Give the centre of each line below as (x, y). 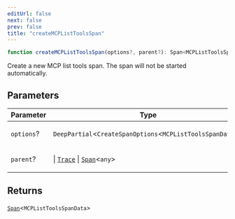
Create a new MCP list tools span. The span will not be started (97, 66)
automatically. (27, 73)
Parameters (33, 95)
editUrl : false (29, 14)
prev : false (24, 27)
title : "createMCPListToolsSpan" (56, 33)
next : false (24, 20)
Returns (25, 191)
